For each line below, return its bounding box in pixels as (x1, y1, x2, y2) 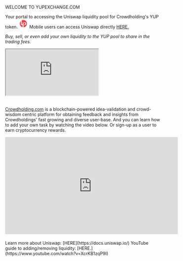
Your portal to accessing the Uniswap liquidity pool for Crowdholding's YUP (5, 14, 159, 19)
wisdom (5, 112, 21, 117)
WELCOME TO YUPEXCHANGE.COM (5, 4, 80, 10)
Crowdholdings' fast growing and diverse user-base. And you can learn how (5, 117, 160, 122)
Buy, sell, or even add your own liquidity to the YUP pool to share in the (5, 34, 150, 39)
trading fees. (5, 39, 31, 44)
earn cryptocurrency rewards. (5, 127, 66, 133)
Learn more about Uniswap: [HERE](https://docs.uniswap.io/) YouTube (5, 240, 149, 246)
